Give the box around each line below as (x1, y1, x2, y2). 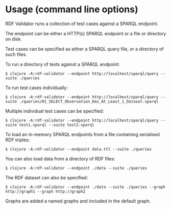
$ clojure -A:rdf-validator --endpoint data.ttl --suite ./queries (5, 147, 152, 152)
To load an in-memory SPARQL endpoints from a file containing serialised (5, 131, 160, 137)
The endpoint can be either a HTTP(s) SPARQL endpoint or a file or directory (5, 30, 166, 36)
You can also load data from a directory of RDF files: (5, 155, 115, 162)
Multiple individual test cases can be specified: (5, 108, 104, 114)
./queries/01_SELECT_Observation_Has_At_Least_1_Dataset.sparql (18, 99, 159, 104)
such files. (5, 51, 27, 57)
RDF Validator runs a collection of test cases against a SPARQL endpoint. (5, 20, 159, 27)
